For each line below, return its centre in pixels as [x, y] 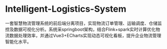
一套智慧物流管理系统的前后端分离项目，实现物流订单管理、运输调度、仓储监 [83, 23]
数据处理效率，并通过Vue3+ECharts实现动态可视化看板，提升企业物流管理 [85, 35]
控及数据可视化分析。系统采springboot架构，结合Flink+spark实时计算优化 [81, 29]
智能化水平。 [18, 41]
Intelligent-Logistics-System [66, 9]
